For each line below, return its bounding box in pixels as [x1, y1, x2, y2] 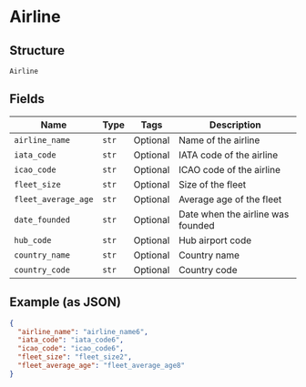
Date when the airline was [178, 208, 290, 220]
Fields [9, 91, 46, 107]
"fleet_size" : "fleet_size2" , [17, 352, 132, 362]
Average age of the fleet [178, 193, 282, 206]
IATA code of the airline [178, 148, 279, 161]
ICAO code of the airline [178, 163, 280, 176]
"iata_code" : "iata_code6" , [17, 335, 125, 345]
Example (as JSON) [9, 294, 121, 311]
